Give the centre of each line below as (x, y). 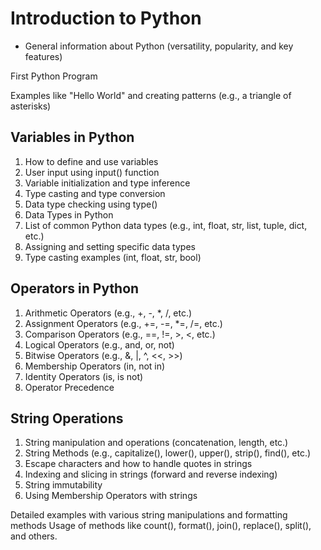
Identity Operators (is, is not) (84, 376)
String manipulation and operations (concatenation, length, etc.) (156, 443)
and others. (34, 536)
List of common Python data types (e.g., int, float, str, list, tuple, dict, (166, 225)
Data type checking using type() (91, 204)
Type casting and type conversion (95, 193)
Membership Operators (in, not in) (95, 366)
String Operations (67, 418)
